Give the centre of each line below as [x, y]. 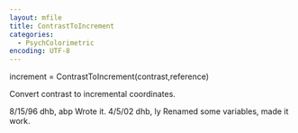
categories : [32, 34]
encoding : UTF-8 [40, 51]
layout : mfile [36, 18]
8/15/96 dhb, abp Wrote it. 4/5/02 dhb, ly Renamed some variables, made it [149, 111]
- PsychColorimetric [56, 43]
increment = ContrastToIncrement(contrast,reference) [109, 76]
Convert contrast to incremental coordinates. [92, 94]
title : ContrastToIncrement [62, 26]
